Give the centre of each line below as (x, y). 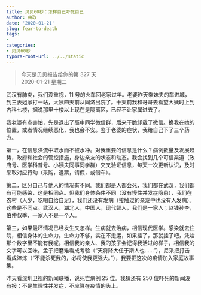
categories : (21, 46)
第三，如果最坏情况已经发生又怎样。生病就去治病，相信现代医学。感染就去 (98, 228)
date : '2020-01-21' (31, 23)
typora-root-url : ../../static (45, 56)
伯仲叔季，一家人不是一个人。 (43, 215)
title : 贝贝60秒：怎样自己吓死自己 (45, 12)
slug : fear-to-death (32, 28)
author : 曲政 (22, 17)
